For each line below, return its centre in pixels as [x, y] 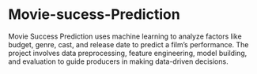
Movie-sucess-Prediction [94, 15]
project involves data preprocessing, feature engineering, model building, [128, 53]
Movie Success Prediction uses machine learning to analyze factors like [125, 36]
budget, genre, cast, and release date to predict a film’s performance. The [128, 44]
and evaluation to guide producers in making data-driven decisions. [118, 61]
